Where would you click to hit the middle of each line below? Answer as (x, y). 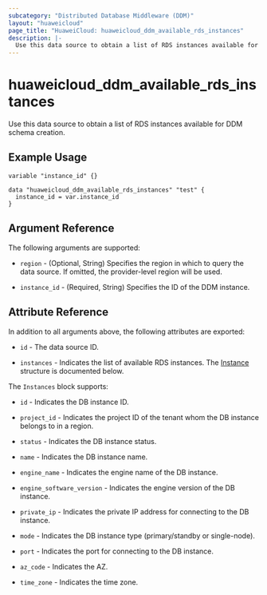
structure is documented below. (72, 371)
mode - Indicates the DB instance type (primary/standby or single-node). (137, 535)
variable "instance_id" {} (53, 176)
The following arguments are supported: (75, 248)
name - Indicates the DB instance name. (84, 457)
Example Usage (48, 158)
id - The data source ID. (59, 347)
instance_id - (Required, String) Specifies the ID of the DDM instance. (135, 287)
